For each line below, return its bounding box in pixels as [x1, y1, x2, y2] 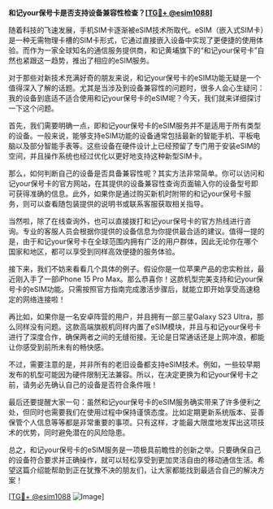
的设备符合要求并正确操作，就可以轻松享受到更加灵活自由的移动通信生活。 [8, 455, 258, 464]
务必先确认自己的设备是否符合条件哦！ [29, 380, 158, 389]
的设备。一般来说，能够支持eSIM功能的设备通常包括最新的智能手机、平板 [8, 131, 253, 141]
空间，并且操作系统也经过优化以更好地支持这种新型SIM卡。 [8, 151, 207, 161]
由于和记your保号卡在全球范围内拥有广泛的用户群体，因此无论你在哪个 [22, 237, 258, 246]
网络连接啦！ [22, 294, 66, 304]
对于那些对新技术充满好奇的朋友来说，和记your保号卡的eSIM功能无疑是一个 [8, 73, 262, 82]
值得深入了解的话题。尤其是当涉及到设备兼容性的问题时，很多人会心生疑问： [8, 83, 265, 93]
